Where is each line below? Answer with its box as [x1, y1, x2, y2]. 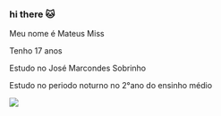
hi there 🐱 [9, 8, 55, 21]
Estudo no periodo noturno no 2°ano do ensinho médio [9, 80, 213, 91]
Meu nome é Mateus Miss [9, 29, 105, 39]
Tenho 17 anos [9, 46, 63, 56]
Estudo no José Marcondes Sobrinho [9, 62, 147, 74]
